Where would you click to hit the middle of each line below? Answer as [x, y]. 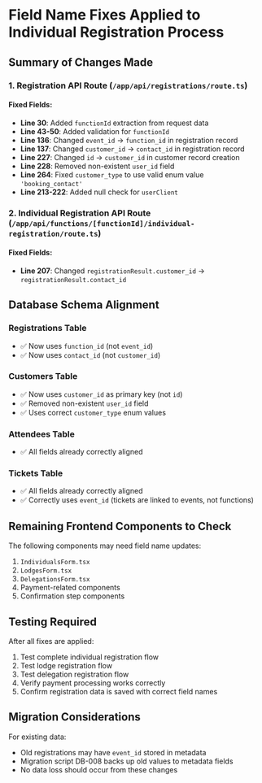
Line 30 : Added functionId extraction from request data [114, 123]
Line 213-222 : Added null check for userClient [99, 192]
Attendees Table [41, 434]
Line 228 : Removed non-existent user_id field [97, 166]
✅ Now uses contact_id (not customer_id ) [90, 355]
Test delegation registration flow [74, 674]
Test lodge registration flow [66, 666]
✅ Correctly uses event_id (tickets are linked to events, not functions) [137, 500]
